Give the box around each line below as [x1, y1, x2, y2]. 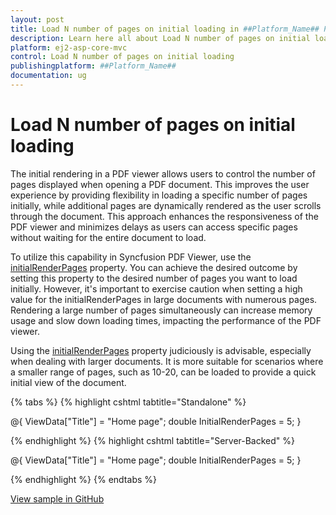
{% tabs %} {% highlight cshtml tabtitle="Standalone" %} [10, 396, 247, 408]
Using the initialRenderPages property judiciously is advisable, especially [10, 344, 312, 356]
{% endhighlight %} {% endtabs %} [10, 473, 157, 485]
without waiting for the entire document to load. [10, 231, 207, 243]
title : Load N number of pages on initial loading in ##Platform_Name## [10, 24, 320, 34]
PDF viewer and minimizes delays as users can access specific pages [10, 221, 298, 233]
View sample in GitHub [10, 492, 105, 505]
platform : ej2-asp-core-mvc [10, 42, 128, 53]
